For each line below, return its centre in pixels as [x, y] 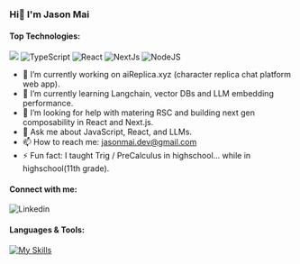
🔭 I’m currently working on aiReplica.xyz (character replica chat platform [156, 75]
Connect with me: [44, 189]
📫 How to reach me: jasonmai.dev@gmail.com [109, 142]
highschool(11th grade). [66, 168]
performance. [48, 104]
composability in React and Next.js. [88, 123]
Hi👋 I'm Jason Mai [50, 14]
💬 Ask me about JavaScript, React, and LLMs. [107, 132]
